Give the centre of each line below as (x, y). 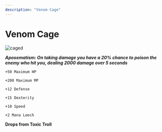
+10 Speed (15, 106)
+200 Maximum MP (22, 80)
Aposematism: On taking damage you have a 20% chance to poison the (81, 57)
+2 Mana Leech (20, 115)
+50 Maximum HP (21, 72)
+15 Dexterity (20, 98)
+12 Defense (17, 89)
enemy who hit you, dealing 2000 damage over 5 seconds (66, 63)
